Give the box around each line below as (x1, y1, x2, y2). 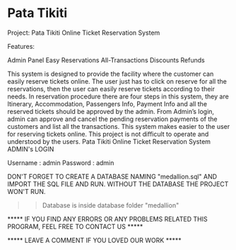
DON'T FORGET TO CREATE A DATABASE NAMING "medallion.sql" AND (7, 172, 218, 181)
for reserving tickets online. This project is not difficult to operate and (7, 130, 209, 138)
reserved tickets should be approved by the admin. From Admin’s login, (7, 107, 214, 115)
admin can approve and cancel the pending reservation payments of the (7, 115, 218, 123)
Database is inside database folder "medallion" (42, 200, 179, 210)
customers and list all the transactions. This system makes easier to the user (7, 122, 230, 130)
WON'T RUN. (7, 187, 46, 195)
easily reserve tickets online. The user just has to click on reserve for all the (7, 76, 228, 86)
